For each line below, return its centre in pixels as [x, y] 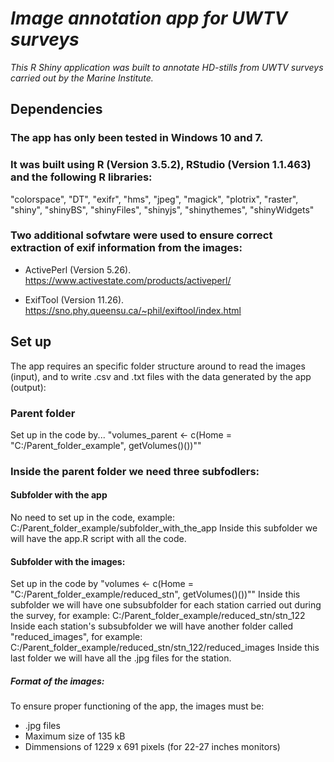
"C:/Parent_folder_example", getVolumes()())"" [106, 445]
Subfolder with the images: [68, 561]
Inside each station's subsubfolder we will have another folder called [152, 626]
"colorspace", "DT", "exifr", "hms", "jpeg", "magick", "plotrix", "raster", [154, 199]
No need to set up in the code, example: [93, 518]
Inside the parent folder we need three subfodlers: [135, 471]
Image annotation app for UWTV [149, 18]
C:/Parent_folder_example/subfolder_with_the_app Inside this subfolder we [164, 528]
